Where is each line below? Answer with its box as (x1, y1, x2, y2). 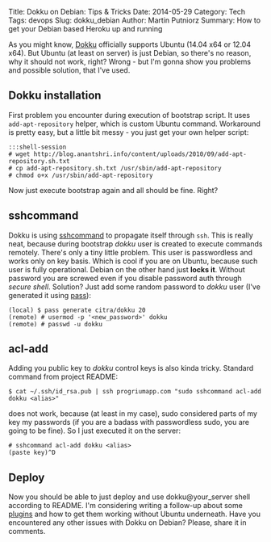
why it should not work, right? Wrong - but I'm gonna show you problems (8, 57, 252, 66)
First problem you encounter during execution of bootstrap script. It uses (8, 110, 251, 120)
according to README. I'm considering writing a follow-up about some (8, 501, 244, 510)
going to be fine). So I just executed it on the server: (8, 426, 181, 435)
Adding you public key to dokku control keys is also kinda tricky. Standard (8, 363, 254, 373)
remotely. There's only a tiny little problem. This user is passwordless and (8, 247, 252, 257)
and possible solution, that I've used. (8, 65, 131, 75)
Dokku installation (8, 89, 102, 103)
